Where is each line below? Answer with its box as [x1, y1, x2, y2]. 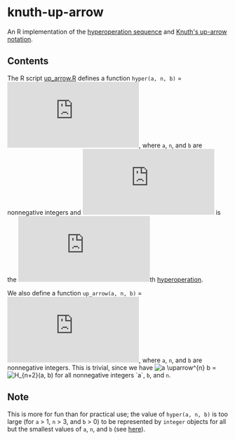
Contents [7, 55, 49, 67]
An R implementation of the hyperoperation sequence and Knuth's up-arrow [7, 27, 227, 36]
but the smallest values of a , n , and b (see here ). [7, 425, 146, 433]
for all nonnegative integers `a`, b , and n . [55, 371, 171, 379]
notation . [7, 34, 33, 43]
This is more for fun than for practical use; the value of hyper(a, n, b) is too [7, 410, 228, 418]
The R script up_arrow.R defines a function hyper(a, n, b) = [7, 74, 182, 82]
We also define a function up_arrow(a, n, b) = [7, 288, 142, 297]
